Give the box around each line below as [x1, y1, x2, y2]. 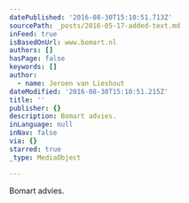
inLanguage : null [9, 121, 74, 129]
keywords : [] [9, 63, 58, 72]
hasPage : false [9, 54, 66, 63]
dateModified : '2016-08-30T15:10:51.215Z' [9, 87, 169, 96]
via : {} [9, 137, 38, 145]
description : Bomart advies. [9, 112, 117, 121]
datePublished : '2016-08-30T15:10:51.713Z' [9, 12, 173, 22]
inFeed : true [9, 29, 58, 38]
